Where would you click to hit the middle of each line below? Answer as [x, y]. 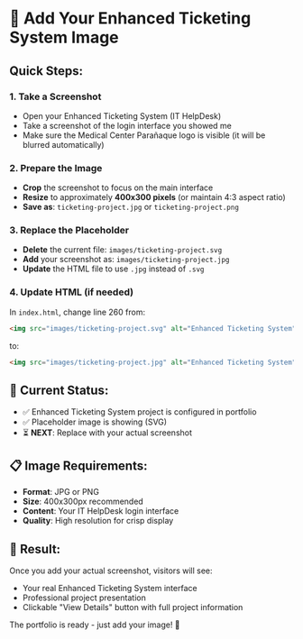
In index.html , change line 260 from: [78, 312]
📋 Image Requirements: [78, 466]
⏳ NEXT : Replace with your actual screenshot [107, 433]
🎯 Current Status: [59, 390]
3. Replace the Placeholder [69, 231]
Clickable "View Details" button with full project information [133, 607]
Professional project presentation [84, 598]
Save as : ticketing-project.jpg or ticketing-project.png [130, 207]
